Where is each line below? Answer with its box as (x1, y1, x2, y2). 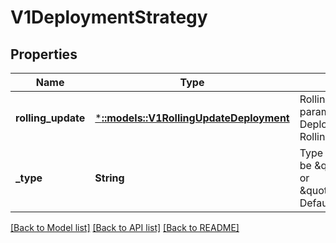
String (94, 171, 125, 185)
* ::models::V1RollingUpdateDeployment (94, 111, 290, 125)
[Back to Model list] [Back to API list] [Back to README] (10, 222, 240, 233)
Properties (10, 46, 78, 63)
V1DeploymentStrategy (10, 6, 208, 29)
